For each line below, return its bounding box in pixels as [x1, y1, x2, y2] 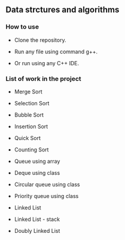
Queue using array [14, 157, 60, 165]
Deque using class [14, 169, 60, 176]
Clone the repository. [14, 36, 66, 44]
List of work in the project [5, 74, 81, 83]
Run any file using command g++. [14, 48, 98, 55]
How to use [5, 23, 39, 31]
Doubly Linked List [14, 227, 60, 234]
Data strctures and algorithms [5, 5, 120, 15]
